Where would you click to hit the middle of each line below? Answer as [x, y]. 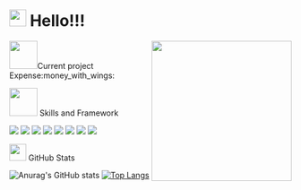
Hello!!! [57, 21]
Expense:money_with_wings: [62, 75]
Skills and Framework [79, 113]
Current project [65, 65]
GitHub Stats [52, 158]
